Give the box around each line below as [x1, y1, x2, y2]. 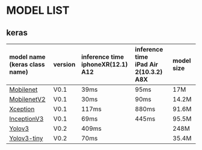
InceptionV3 [9, 115, 44, 123]
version [53, 61, 76, 68]
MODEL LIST [6, 4, 70, 17]
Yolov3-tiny [9, 134, 43, 142]
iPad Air [135, 61, 158, 68]
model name [9, 53, 46, 61]
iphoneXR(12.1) [81, 61, 128, 68]
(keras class [9, 61, 45, 68]
